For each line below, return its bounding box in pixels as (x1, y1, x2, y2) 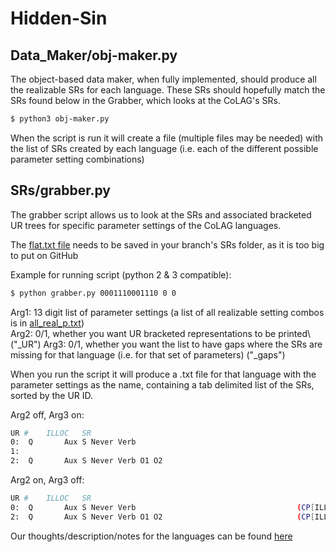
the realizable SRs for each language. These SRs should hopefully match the (10, 84, 326, 96)
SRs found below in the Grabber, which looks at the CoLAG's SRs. (10, 95, 281, 106)
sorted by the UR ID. (10, 389, 94, 401)
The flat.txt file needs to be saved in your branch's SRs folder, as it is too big (10, 238, 325, 251)
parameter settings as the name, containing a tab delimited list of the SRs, (10, 378, 315, 391)
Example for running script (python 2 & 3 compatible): (10, 268, 232, 281)
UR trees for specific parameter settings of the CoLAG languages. (10, 219, 282, 231)
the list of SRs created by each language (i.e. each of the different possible (10, 142, 319, 154)
